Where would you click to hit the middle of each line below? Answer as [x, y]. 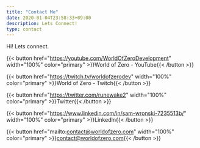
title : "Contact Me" [33, 12]
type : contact [24, 29]
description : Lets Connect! [42, 23]
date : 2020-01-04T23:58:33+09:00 [49, 18]
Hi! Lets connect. [28, 46]
